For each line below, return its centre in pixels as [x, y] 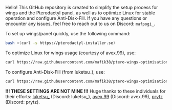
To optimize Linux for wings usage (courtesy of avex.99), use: [70, 53]
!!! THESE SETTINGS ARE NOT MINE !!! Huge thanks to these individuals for [85, 91]
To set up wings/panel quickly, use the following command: [68, 34]
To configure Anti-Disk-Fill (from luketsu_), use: [55, 72]
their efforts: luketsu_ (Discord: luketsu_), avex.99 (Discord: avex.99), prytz [84, 96]
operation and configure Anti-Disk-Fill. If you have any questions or [76, 18]
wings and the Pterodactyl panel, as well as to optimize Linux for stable [80, 13]
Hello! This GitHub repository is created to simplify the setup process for [82, 7]
